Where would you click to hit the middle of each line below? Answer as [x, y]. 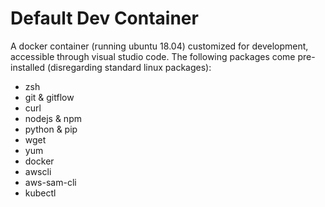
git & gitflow [49, 97]
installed [28, 67]
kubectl [40, 193]
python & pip [51, 129]
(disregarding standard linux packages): [129, 67]
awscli [38, 171]
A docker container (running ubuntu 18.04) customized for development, [159, 46]
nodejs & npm [53, 118]
